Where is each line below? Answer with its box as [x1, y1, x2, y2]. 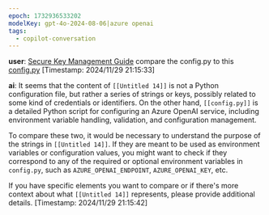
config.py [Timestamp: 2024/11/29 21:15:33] [8, 65, 156, 75]
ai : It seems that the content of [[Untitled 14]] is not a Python [8, 81, 220, 91]
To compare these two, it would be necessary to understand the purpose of [8, 131, 261, 141]
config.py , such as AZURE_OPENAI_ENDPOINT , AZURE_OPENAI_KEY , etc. [8, 165, 228, 175]
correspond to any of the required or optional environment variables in [8, 157, 243, 167]
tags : [8, 27, 27, 35]
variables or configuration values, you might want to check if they [8, 148, 228, 158]
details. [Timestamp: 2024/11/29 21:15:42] [8, 198, 148, 208]
